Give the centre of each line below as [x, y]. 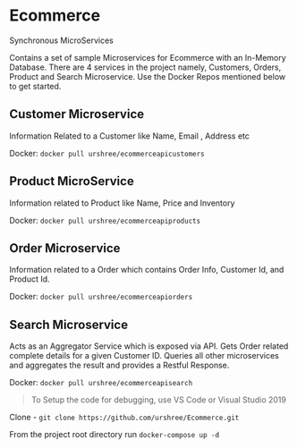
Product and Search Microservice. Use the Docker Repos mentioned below [148, 76]
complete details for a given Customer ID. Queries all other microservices [144, 356]
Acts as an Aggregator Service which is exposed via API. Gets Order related [149, 346]
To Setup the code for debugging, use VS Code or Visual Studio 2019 [158, 400]
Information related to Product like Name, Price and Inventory [122, 203]
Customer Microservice [77, 114]
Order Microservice [65, 248]
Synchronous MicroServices [62, 40]
